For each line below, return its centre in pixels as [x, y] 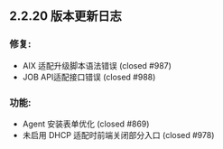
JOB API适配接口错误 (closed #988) [89, 77]
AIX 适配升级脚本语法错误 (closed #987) [97, 65]
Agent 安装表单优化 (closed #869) [86, 124]
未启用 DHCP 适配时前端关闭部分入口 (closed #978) [118, 135]
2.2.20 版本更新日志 [65, 16]
